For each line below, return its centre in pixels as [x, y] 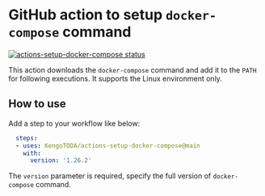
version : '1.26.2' [61, 161]
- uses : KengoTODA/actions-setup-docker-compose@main [108, 146]
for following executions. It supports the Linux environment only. [115, 78]
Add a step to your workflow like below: [74, 123]
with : [32, 153]
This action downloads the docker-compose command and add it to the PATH [132, 69]
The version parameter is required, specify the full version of [110, 176]
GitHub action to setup [86, 15]
